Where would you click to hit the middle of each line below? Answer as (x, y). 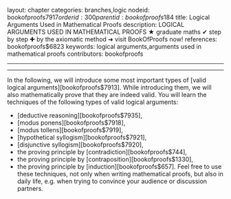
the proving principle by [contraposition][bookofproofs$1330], (105, 159)
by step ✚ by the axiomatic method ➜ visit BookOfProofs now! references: (112, 39)
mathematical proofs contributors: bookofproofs (75, 54)
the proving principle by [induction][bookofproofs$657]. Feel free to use (119, 167)
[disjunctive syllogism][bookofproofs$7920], (80, 145)
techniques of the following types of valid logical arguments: (93, 102)
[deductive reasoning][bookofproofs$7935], (80, 115)
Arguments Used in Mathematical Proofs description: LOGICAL (96, 24)
